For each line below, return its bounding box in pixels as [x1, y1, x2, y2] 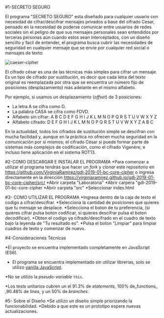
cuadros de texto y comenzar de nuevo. [5, 226, 86, 231]
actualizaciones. [5, 308, 38, 314]
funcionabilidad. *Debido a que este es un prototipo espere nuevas [5, 303, 141, 309]
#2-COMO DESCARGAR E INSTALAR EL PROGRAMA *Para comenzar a [5, 159, 149, 164]
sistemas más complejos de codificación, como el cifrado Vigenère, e [5, 144, 145, 150]
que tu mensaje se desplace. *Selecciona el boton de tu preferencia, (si [5, 205, 150, 210]
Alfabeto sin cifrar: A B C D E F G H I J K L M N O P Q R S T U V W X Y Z [12, 114, 157, 119]
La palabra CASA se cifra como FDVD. [12, 109, 90, 114]
